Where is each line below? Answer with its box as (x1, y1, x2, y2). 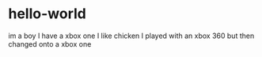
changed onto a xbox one (8, 39, 92, 48)
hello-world (8, 5, 87, 23)
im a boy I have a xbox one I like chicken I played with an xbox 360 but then (8, 31, 255, 40)
